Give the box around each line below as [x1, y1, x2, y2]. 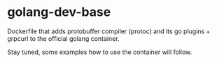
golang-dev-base [7, 4, 111, 20]
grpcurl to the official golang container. [7, 34, 120, 42]
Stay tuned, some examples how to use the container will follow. [7, 48, 192, 56]
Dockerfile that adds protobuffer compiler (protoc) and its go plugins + [7, 27, 211, 35]
